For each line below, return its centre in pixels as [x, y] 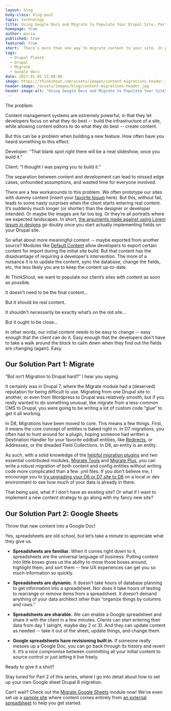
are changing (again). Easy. [34, 348]
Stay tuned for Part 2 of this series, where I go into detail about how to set [83, 677]
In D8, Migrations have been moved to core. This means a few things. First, [84, 423]
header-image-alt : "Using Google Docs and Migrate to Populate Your [79, 91]
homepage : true [21, 29]
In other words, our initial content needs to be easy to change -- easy [78, 332]
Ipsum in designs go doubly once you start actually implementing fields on [83, 224]
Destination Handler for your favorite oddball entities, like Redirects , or [79, 440]
